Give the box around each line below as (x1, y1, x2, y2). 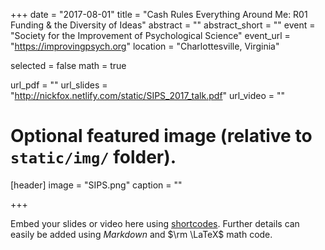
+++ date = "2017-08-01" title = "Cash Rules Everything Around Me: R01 (10, 9, 308, 20)
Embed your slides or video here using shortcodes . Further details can (10, 217, 300, 229)
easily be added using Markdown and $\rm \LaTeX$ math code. (10, 228, 273, 240)
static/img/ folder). (10, 146, 177, 169)
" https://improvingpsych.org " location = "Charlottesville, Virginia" (10, 40, 280, 52)
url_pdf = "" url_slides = (10, 79, 108, 91)
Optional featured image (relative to (10, 125, 313, 148)
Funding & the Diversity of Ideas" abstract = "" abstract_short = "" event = (10, 19, 316, 31)
